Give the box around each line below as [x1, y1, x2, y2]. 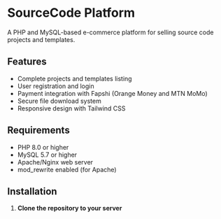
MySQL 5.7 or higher [17, 150, 78, 159]
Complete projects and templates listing [17, 74, 132, 83]
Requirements [7, 125, 70, 136]
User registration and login [17, 82, 94, 90]
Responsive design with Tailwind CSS [17, 104, 126, 113]
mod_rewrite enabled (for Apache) [17, 165, 117, 174]
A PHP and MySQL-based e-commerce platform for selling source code [7, 28, 214, 36]
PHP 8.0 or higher [17, 143, 69, 151]
